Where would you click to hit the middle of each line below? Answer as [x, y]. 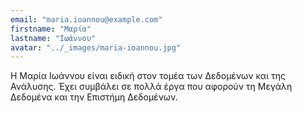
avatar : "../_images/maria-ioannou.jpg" [96, 47]
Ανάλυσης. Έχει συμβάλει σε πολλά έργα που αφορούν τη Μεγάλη [151, 87]
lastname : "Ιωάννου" [53, 38]
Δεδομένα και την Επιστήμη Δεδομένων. [94, 97]
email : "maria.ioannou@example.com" [86, 19]
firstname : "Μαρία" [51, 29]
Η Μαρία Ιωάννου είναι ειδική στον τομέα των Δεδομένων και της [148, 76]
